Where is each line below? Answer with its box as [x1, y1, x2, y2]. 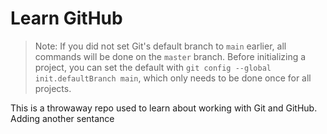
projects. [34, 82, 72, 94]
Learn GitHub [10, 7, 123, 30]
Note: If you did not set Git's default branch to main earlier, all [34, 40, 287, 52]
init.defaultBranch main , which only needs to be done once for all [34, 72, 312, 84]
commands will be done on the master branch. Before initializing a [34, 50, 307, 62]
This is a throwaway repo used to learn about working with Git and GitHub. [10, 102, 318, 114]
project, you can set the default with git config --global [34, 61, 272, 73]
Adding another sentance [10, 112, 115, 124]
